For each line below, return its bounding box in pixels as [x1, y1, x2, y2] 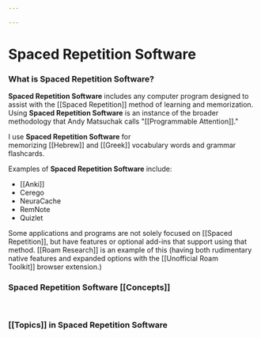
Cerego [19, 188, 45, 198]
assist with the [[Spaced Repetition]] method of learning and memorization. [8, 100, 254, 109]
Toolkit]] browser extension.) [8, 262, 103, 272]
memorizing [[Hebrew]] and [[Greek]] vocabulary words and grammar [8, 140, 236, 150]
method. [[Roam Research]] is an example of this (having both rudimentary [8, 245, 252, 255]
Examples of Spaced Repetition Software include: [8, 164, 172, 174]
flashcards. [8, 149, 45, 158]
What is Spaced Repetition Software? [8, 73, 154, 84]
